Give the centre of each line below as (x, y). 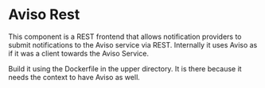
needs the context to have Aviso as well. (74, 77)
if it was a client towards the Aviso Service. (79, 53)
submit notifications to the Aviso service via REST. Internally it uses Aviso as (133, 44)
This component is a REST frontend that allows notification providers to (125, 36)
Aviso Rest (44, 15)
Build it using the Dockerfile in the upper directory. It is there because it (125, 68)
